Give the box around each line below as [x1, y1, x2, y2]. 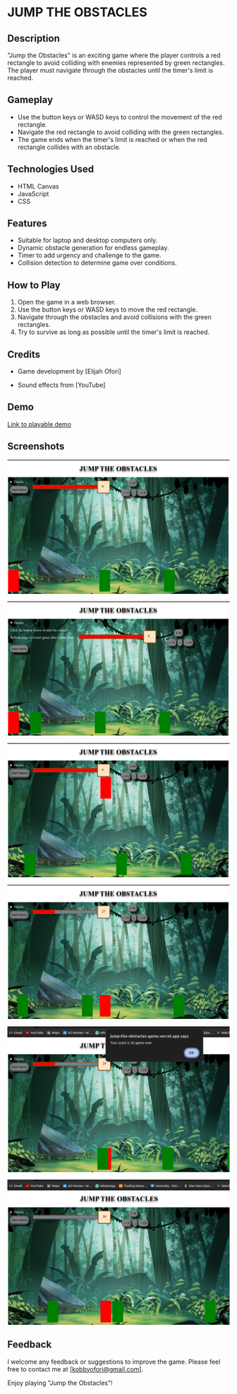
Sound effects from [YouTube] [17, 381, 106, 389]
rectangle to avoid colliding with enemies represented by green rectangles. [7, 59, 225, 67]
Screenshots [7, 441, 65, 453]
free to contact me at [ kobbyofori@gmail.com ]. [7, 1364, 144, 1374]
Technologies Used [7, 163, 94, 175]
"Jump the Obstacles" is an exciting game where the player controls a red [7, 51, 221, 59]
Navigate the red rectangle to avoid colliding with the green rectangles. [17, 128, 224, 136]
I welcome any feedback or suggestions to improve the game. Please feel [7, 1357, 221, 1366]
